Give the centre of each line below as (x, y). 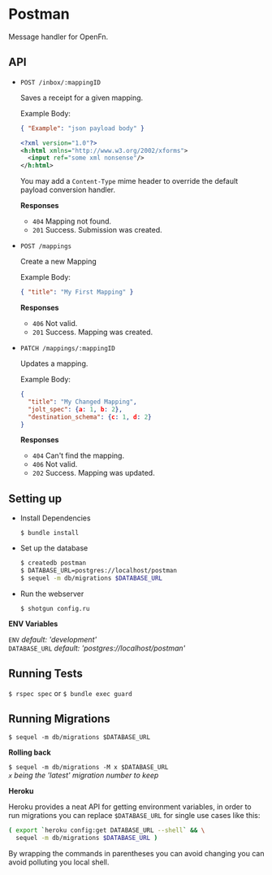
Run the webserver (52, 594)
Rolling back (30, 752)
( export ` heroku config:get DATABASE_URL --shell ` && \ (107, 830)
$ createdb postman (53, 563)
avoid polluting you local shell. (59, 862)
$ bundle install (50, 533)
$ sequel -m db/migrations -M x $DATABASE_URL (89, 768)
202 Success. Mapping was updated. (94, 473)
